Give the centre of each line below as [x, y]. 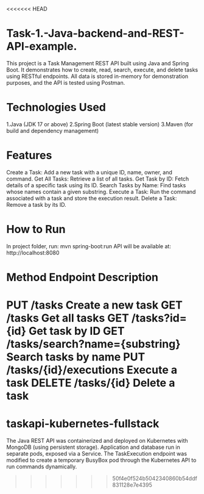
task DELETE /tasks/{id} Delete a [91, 383]
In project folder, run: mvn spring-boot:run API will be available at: [89, 246]
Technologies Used [56, 108]
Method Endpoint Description [83, 277]
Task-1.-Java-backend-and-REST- [95, 34]
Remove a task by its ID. [36, 204]
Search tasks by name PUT [76, 357]
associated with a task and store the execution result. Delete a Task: [92, 198]
